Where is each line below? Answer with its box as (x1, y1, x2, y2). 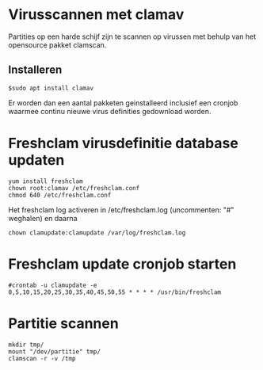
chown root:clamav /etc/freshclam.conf (8, 184, 140, 192)
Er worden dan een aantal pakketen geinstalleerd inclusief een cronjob (8, 97, 238, 108)
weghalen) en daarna (8, 213, 78, 223)
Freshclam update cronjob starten (8, 255, 237, 273)
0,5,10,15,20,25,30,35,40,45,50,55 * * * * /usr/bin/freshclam (8, 288, 222, 296)
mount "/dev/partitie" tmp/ (8, 347, 101, 356)
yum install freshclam (8, 177, 83, 185)
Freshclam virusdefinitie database (8, 134, 239, 152)
